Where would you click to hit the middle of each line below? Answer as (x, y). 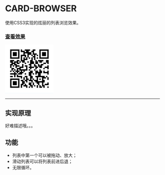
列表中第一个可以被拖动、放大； (44, 155)
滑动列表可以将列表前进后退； (42, 161)
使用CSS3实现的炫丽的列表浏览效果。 (43, 22)
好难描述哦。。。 (20, 126)
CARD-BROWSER (41, 9)
